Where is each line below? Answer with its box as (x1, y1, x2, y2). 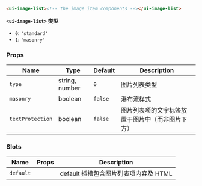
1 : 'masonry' (14, 36, 46, 43)
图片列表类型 (120, 81, 158, 89)
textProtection (9, 116, 53, 123)
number (58, 84, 81, 93)
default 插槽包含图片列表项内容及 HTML (60, 169, 173, 178)
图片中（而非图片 (132, 115, 182, 123)
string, (58, 76, 76, 85)
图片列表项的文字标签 (120, 106, 182, 114)
